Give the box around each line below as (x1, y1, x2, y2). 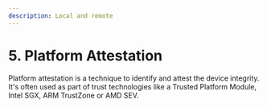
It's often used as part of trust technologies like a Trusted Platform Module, (8, 81, 257, 91)
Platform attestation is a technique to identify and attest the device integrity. (8, 73, 260, 83)
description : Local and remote (8, 11, 113, 20)
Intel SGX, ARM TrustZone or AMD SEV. (8, 90, 139, 100)
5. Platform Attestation (8, 46, 163, 64)
